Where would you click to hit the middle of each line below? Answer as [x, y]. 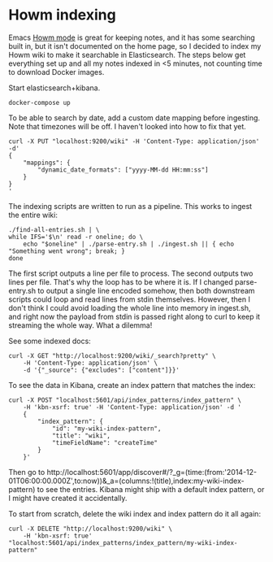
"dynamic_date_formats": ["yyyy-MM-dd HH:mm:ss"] [123, 170]
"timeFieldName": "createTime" [105, 442]
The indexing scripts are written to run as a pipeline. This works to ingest [130, 206]
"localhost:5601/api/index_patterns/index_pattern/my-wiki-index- [123, 542]
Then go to [27, 472]
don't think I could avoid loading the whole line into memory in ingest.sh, [130, 307]
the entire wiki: [33, 215]
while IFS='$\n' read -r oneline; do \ [76, 237]
